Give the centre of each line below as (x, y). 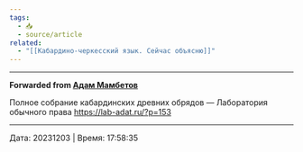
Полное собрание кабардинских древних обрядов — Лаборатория (139, 103)
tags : (19, 18)
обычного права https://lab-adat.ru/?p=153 (90, 112)
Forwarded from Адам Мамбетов (73, 85)
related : (26, 43)
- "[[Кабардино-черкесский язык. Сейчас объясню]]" (117, 51)
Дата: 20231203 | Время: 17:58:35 (74, 138)
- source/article (50, 34)
